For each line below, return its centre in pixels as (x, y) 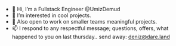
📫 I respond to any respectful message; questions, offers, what (90, 28)
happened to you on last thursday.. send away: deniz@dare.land (91, 37)
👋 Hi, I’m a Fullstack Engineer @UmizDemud (66, 9)
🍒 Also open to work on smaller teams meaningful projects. (84, 22)
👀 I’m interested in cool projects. (51, 15)
